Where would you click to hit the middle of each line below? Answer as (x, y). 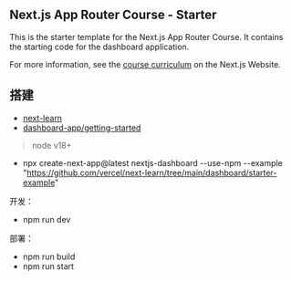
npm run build (49, 256)
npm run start (48, 266)
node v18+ (52, 145)
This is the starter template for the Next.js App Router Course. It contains (146, 36)
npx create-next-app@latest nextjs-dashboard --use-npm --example (152, 162)
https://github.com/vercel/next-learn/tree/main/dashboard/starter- (152, 172)
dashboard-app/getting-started (82, 128)
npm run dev (47, 219)
